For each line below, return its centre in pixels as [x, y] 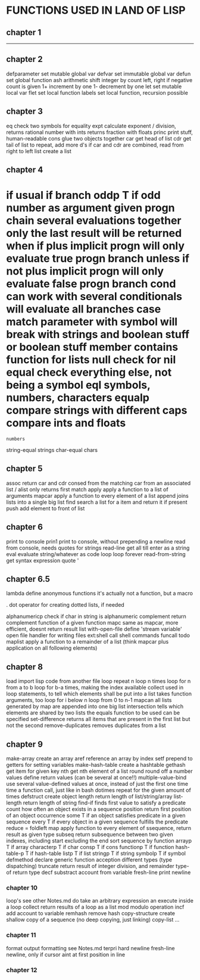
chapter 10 [22, 888]
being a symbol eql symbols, [78, 385]
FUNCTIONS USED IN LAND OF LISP [96, 10]
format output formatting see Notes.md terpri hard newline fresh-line [91, 948]
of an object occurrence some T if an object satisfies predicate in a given [96, 816]
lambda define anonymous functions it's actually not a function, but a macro [100, 594]
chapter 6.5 [28, 579]
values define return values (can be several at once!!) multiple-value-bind [96, 778]
